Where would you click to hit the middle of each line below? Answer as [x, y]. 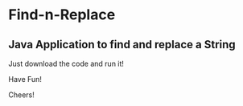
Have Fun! [25, 79]
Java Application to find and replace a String [122, 45]
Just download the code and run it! [66, 63]
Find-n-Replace [62, 15]
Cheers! [21, 95]
